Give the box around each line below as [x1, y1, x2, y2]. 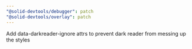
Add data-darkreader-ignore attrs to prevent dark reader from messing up [6, 30, 186, 37]
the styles [6, 36, 31, 43]
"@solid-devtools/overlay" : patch [6, 14, 92, 20]
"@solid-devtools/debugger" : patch [6, 8, 94, 15]
